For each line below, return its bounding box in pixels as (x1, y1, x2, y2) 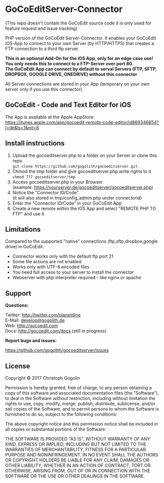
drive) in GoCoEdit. (5, 244, 44, 250)
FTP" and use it (12, 211, 44, 217)
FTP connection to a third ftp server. (5, 45, 80, 51)
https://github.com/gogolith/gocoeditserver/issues (5, 347, 109, 353)
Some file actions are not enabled (12, 259, 82, 265)
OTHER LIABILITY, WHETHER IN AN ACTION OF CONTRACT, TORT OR (5, 463, 151, 468)
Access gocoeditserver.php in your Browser (12, 179, 103, 185)
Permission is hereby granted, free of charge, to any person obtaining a (5, 385, 152, 391)
